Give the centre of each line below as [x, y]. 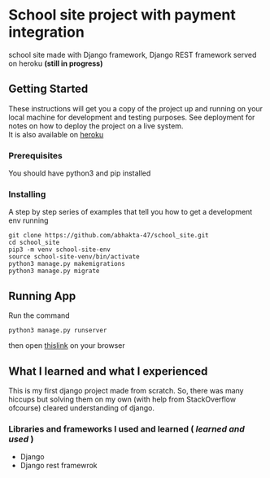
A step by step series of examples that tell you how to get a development [131, 212]
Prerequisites [35, 155]
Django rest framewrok [59, 466]
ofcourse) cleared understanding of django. [81, 407]
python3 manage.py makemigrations [67, 264]
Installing [27, 194]
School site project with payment [122, 15]
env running [28, 220]
